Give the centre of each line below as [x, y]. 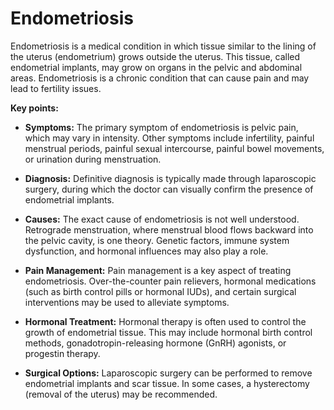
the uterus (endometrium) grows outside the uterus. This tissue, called [155, 56]
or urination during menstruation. [93, 159]
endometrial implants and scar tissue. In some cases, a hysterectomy [167, 383]
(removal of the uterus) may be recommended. [121, 394]
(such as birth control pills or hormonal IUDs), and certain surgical [160, 291]
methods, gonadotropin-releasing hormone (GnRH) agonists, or [155, 343]
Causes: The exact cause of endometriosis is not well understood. [162, 219]
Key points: [34, 108]
